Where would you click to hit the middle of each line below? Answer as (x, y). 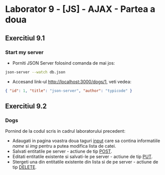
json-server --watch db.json (35, 72)
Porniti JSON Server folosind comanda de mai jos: (64, 63)
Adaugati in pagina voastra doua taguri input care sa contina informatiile (86, 141)
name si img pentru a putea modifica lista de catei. (64, 146)
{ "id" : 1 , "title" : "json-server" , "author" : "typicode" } (69, 90)
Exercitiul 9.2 (26, 106)
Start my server (24, 52)
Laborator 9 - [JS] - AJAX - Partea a (80, 9)
